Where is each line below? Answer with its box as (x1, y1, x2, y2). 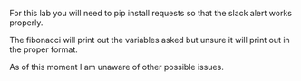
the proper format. (9, 44, 79, 55)
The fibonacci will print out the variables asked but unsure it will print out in (9, 35, 290, 45)
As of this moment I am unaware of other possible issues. (9, 62, 224, 72)
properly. (9, 17, 44, 28)
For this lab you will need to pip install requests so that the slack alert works (9, 8, 293, 18)
